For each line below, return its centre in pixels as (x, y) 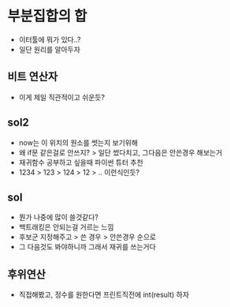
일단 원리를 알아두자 (49, 49)
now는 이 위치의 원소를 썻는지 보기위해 (78, 142)
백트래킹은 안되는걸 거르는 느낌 (66, 227)
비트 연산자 (33, 77)
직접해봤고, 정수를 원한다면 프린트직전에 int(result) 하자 (104, 295)
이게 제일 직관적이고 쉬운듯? (62, 97)
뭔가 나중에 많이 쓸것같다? (59, 217)
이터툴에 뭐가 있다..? (50, 39)
